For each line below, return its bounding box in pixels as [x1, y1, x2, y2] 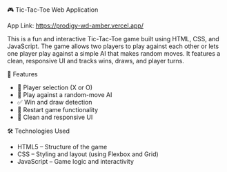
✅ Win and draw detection [17, 98, 92, 106]
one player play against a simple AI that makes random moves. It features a [7, 50, 221, 57]
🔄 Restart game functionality [17, 106, 99, 114]
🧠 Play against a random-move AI [17, 91, 112, 98]
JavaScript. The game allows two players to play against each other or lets [7, 42, 219, 50]
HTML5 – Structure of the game [17, 143, 108, 151]
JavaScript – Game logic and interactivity [17, 158, 135, 165]
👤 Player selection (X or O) [17, 83, 93, 92]
